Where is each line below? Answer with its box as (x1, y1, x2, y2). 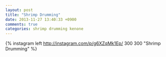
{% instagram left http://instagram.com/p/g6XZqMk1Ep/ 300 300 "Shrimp (5, 40, 161, 46)
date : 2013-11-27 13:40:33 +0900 (5, 17, 77, 22)
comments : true (5, 21, 38, 27)
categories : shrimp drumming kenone (5, 26, 84, 32)
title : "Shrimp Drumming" (5, 12, 60, 17)
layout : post (5, 7, 33, 13)
